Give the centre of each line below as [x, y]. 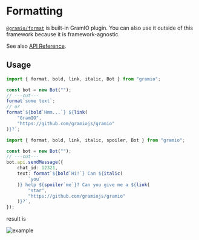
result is [16, 219]
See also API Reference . [36, 46]
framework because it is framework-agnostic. [63, 34]
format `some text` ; [31, 101]
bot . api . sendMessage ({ [35, 162]
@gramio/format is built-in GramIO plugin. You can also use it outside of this [100, 28]
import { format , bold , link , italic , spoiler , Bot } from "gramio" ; [96, 140]
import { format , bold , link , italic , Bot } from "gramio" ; [84, 79]
